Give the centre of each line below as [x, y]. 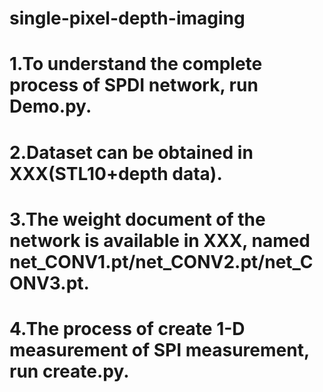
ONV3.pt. [49, 283]
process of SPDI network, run [134, 85]
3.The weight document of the [137, 219]
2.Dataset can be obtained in [131, 152]
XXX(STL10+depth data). [116, 173]
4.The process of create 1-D [127, 328]
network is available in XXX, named [160, 240]
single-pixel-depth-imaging [127, 18]
